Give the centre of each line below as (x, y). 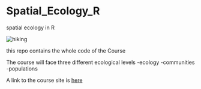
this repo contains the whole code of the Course (66, 50)
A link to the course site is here (44, 80)
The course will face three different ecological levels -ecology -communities (100, 62)
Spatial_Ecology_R (53, 11)
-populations (22, 68)
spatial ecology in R (31, 27)
